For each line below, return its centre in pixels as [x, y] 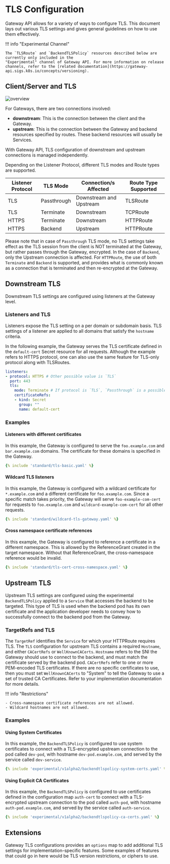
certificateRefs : [33, 395]
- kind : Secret [30, 400]
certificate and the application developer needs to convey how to [73, 611]
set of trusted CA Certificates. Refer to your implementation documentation [83, 679]
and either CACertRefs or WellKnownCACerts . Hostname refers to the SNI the [81, 652]
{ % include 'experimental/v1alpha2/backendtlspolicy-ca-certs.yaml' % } [82, 817]
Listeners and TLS [28, 315]
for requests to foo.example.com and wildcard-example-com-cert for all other [84, 504]
